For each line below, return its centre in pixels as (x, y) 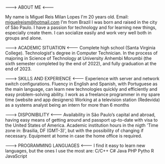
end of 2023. (18, 69)
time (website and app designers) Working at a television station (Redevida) (82, 100)
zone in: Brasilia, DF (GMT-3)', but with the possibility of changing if (74, 131)
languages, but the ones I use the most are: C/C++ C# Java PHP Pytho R (80, 151)
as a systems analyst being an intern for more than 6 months (67, 105)
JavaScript (16, 156)
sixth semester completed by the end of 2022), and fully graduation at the (81, 64)
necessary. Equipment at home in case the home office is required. (74, 136)
